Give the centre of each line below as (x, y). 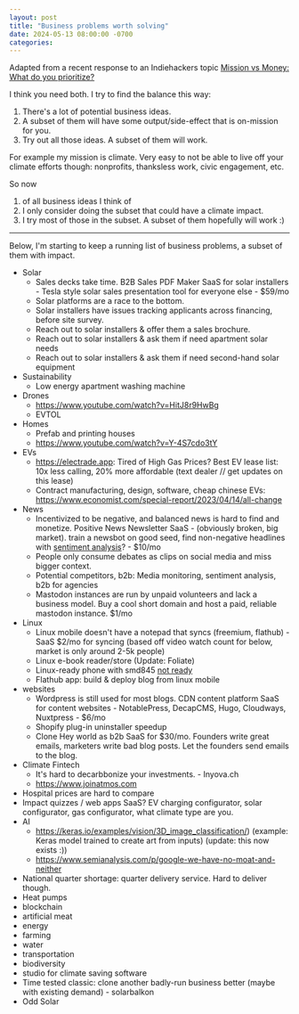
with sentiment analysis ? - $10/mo (98, 547)
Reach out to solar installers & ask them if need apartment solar (152, 339)
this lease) (54, 481)
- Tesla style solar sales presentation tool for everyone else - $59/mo (162, 291)
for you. (36, 131)
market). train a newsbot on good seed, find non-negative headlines (160, 538)
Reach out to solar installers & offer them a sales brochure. (143, 330)
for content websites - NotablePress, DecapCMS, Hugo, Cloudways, (161, 708)
